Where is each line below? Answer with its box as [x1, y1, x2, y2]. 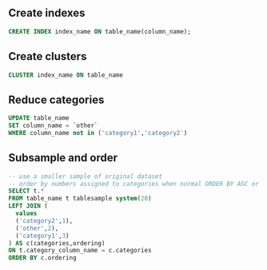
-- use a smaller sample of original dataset [8, 172, 162, 181]
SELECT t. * [8, 187, 45, 195]
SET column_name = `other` [8, 121, 98, 130]
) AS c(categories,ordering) [8, 239, 106, 247]
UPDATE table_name [8, 114, 70, 122]
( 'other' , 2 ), [15, 224, 59, 232]
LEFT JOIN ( [8, 202, 48, 210]
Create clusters [8, 50, 87, 63]
